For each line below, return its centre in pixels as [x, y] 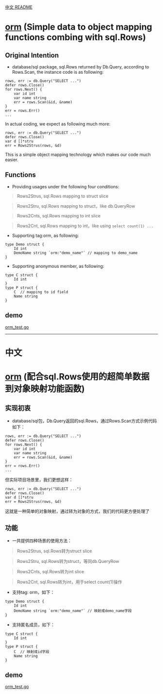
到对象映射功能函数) [45, 389]
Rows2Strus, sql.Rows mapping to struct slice [63, 196]
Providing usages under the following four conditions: [66, 186]
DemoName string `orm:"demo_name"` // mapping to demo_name [76, 253]
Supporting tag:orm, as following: [45, 235]
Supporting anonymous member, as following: [58, 266]
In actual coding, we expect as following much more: [58, 124]
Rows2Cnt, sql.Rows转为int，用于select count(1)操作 [69, 582]
